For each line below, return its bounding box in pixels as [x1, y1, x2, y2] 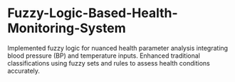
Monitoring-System [7, 20, 126, 36]
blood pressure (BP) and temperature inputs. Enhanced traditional [7, 51, 201, 60]
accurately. [7, 66, 41, 75]
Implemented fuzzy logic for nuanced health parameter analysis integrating [7, 43, 229, 52]
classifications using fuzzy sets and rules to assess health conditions [7, 58, 210, 67]
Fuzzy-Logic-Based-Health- [7, 5, 178, 21]
